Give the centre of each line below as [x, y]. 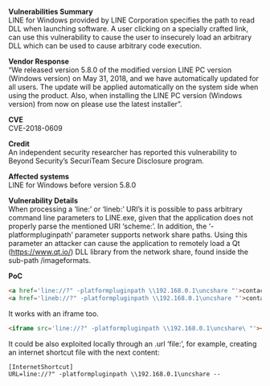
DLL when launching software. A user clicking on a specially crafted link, [129, 29]
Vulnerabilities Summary [51, 12]
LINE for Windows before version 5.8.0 [72, 185]
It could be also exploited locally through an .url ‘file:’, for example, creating [133, 343]
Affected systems [39, 177]
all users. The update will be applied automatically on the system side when [133, 87]
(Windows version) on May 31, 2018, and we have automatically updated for [134, 78]
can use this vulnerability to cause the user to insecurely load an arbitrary [130, 37]
